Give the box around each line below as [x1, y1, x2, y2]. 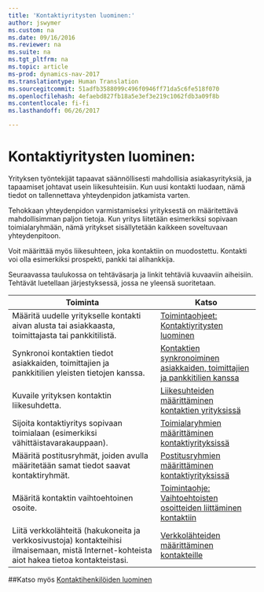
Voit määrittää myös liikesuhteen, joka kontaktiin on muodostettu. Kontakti [8, 246, 247, 255]
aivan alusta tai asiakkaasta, [12, 320, 115, 331]
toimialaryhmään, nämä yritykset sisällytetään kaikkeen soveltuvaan [8, 222, 228, 232]
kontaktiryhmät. [12, 470, 70, 481]
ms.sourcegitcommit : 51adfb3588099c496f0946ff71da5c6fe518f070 [8, 84, 220, 93]
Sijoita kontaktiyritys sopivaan [12, 417, 123, 428]
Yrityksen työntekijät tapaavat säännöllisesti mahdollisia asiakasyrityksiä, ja [8, 173, 252, 183]
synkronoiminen [159, 352, 220, 363]
